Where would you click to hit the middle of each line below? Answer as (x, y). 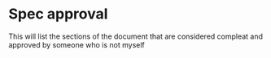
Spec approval (58, 14)
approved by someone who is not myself (76, 44)
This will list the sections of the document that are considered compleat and (135, 36)
